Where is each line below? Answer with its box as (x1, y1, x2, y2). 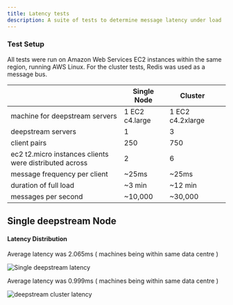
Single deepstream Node (7, 216, 116, 227)
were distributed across (10, 157, 88, 167)
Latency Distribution (7, 234, 68, 243)
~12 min (169, 180, 198, 190)
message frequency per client (10, 169, 109, 179)
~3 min (123, 180, 147, 190)
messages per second (10, 191, 83, 201)
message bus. (7, 70, 48, 78)
